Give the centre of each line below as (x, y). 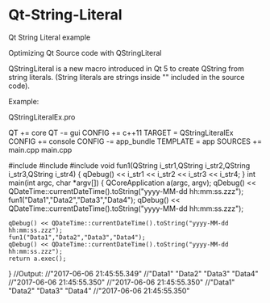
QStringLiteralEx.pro (42, 117)
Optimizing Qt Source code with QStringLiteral (85, 53)
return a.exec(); (37, 259)
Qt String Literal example (50, 37)
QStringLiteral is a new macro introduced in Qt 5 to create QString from (126, 68)
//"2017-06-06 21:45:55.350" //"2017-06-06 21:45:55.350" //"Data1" (122, 282)
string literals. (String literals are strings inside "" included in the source (127, 77)
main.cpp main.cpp (40, 149)
